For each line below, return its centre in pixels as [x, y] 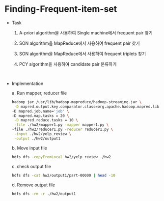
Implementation [27, 83]
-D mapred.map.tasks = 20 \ [40, 116]
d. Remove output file [33, 185]
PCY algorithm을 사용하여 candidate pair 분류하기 [68, 64]
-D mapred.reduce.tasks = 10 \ [46, 120]
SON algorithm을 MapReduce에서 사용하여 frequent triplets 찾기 [82, 54]
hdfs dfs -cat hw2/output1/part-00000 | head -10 [64, 175]
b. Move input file [29, 148]
